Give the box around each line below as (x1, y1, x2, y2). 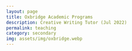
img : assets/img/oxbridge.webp (6, 36, 83, 42)
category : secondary (6, 30, 57, 36)
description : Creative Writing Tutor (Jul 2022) (6, 19, 127, 25)
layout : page (6, 8, 38, 15)
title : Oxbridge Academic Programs (6, 14, 93, 20)
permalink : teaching (6, 25, 57, 31)
